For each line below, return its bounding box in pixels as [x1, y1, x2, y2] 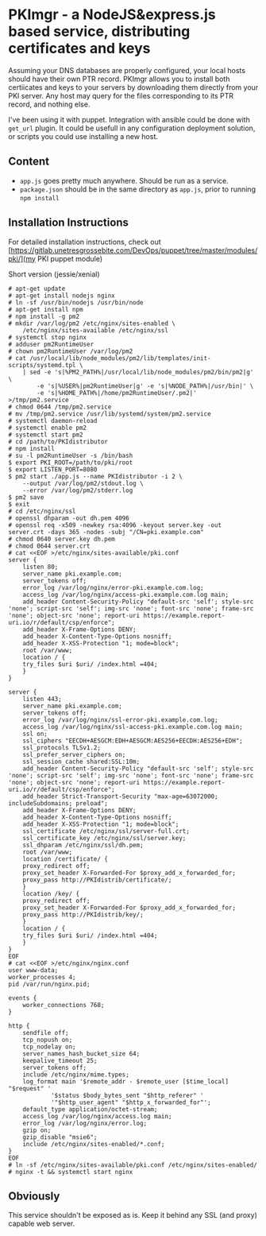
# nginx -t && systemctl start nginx [8, 1168, 133, 1176]
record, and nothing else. [8, 99, 91, 109]
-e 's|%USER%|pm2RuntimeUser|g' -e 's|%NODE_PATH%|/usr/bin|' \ [37, 382, 254, 390]
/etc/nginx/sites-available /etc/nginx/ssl [22, 326, 169, 335]
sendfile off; [22, 1029, 69, 1036]
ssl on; [22, 730, 48, 738]
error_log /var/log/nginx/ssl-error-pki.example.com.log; [22, 715, 218, 724]
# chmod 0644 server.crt [8, 542, 91, 550]
